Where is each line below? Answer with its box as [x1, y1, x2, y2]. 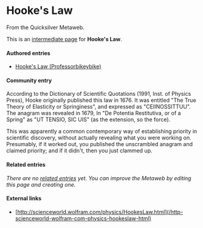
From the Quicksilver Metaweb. [6, 24, 84, 31]
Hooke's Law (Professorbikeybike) [15, 63, 101, 70]
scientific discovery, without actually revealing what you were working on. [6, 134, 191, 141]
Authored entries [6, 49, 50, 56]
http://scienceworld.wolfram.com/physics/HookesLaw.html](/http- [17, 208, 184, 215]
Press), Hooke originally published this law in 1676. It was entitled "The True [6, 96, 196, 104]
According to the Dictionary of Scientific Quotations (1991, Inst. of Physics [6, 90, 191, 98]
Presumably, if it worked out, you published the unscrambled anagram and [6, 141, 193, 148]
